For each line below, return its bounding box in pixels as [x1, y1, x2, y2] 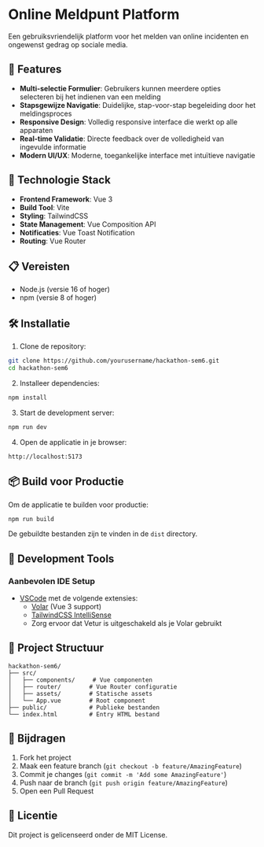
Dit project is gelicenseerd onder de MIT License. [8, 830, 168, 839]
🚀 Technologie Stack [8, 173, 112, 187]
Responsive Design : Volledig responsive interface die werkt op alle [19, 117, 238, 127]
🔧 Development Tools [8, 552, 115, 565]
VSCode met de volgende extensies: [19, 594, 138, 603]
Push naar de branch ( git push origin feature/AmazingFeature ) [19, 778, 228, 787]
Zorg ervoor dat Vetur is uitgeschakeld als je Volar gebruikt [31, 619, 222, 628]
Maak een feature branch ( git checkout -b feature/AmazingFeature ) [19, 761, 242, 771]
